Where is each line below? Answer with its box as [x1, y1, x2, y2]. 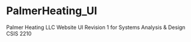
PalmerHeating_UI [6, 4, 97, 18]
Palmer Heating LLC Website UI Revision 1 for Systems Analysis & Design [6, 24, 186, 31]
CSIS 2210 [6, 30, 32, 37]
